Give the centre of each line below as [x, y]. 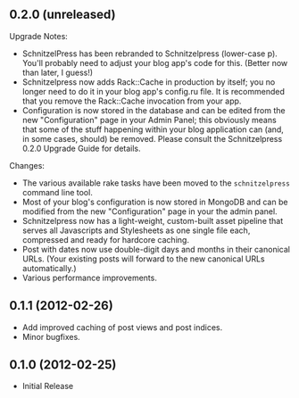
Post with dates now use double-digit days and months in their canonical [156, 249]
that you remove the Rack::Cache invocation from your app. [132, 101]
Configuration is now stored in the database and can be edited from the [154, 110]
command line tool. [58, 192]
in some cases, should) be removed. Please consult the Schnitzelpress [152, 138]
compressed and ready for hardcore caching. [106, 239]
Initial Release [48, 386]
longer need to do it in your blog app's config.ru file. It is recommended [154, 91]
